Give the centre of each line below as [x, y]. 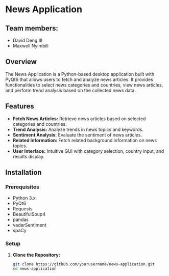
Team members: [32, 28]
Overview [21, 62]
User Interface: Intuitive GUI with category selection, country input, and [88, 151]
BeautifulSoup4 [29, 214]
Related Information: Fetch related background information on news [85, 140]
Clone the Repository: [36, 255]
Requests [22, 209]
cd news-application [34, 269]
